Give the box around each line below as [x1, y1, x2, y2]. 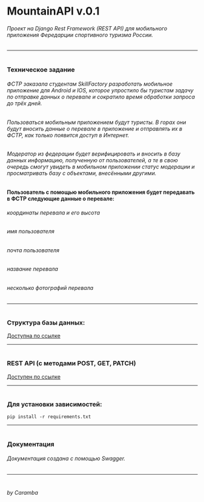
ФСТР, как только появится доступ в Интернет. [7, 131, 130, 139]
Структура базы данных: [7, 318, 85, 326]
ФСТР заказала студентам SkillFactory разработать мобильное [7, 80, 173, 88]
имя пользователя [7, 228, 55, 235]
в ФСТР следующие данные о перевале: [7, 195, 114, 202]
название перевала [7, 266, 58, 273]
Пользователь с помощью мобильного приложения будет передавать [7, 188, 196, 196]
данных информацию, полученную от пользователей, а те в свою [7, 157, 178, 164]
